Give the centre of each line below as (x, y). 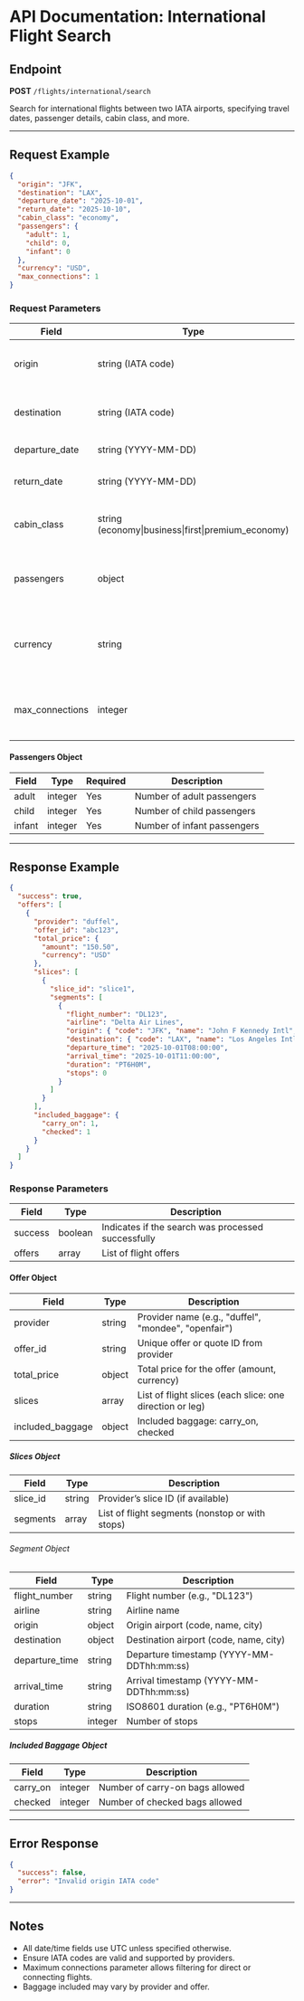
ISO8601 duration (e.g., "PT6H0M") (203, 1706)
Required (106, 781)
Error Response (54, 1844)
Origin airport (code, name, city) (195, 1625)
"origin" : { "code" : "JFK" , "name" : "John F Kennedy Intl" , (182, 1031)
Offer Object (33, 1278)
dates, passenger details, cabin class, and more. (100, 118)
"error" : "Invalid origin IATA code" (89, 1882)
